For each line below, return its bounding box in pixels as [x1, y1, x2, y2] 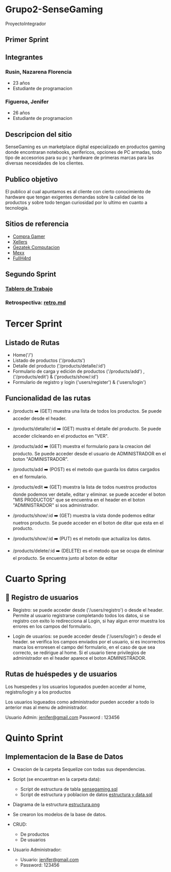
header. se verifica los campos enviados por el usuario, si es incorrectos [12, 638, 166, 644]
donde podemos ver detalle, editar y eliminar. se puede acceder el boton [12, 491, 166, 497]
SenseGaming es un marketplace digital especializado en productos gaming [5, 144, 165, 150]
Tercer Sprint [5, 318, 62, 330]
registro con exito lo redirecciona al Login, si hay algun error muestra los [12, 618, 165, 624]
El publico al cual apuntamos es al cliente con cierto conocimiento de [5, 188, 151, 194]
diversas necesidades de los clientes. [5, 160, 84, 166]
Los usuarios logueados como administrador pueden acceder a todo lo [5, 699, 155, 705]
